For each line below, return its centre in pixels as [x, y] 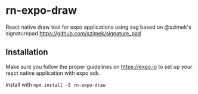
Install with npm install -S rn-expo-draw [55, 84]
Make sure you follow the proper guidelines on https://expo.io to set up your [99, 66]
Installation [27, 52]
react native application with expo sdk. [53, 73]
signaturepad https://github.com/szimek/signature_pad [73, 33]
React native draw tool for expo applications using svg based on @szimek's [98, 27]
